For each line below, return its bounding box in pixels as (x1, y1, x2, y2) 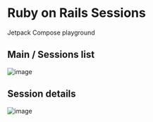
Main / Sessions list (7, 49, 95, 61)
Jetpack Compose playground (7, 28, 95, 37)
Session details (7, 88, 76, 100)
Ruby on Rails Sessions (7, 5, 146, 21)
